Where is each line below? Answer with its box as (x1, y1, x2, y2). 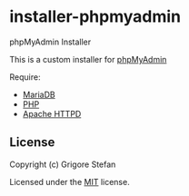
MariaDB (22, 89, 56, 100)
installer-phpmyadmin (9, 6, 182, 27)
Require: (9, 71, 41, 83)
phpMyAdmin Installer (9, 36, 92, 47)
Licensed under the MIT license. (9, 176, 130, 187)
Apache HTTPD (22, 108, 82, 119)
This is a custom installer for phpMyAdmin (9, 54, 167, 64)
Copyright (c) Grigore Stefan (9, 159, 116, 170)
